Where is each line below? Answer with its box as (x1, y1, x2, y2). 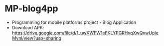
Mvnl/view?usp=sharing (11, 35, 62, 41)
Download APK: (11, 24, 44, 30)
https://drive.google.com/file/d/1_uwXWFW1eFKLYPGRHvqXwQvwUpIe (11, 30, 159, 36)
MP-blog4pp (4, 3, 58, 14)
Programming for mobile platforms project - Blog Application (11, 19, 137, 25)
